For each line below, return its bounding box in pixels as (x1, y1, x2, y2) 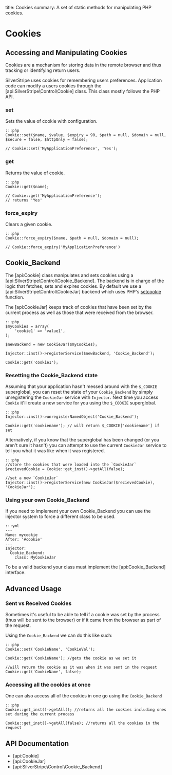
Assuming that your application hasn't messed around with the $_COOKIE (5, 383, 158, 390)
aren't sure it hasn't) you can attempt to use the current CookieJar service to (5, 442, 167, 448)
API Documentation (5, 739, 69, 748)
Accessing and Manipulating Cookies (5, 48, 127, 57)
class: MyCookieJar (14, 555, 56, 560)
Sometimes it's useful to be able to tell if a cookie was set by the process (5, 611, 160, 617)
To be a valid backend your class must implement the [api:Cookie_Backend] (5, 564, 166, 570)
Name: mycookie (5, 532, 38, 538)
